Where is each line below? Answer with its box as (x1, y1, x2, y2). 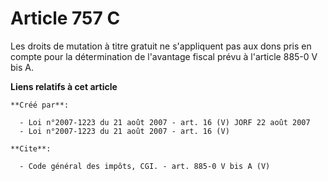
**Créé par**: (10, 100, 70, 110)
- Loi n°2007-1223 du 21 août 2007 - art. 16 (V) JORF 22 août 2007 (19, 117, 311, 127)
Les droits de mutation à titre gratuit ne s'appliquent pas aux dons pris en (10, 40, 312, 52)
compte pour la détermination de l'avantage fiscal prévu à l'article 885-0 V (10, 50, 318, 62)
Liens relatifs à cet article (10, 80, 118, 92)
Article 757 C (10, 7, 121, 30)
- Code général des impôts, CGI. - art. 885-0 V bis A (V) (19, 161, 271, 171)
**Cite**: (10, 143, 52, 154)
